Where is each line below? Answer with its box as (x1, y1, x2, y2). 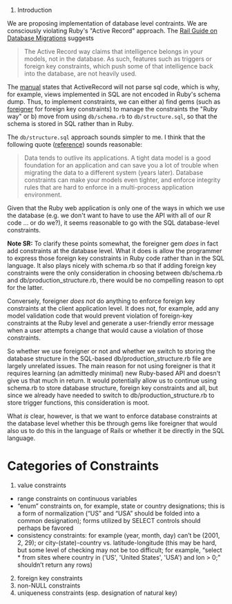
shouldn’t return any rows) (17, 560, 93, 569)
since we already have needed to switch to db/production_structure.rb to (7, 391, 215, 399)
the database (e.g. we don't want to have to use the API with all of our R (7, 211, 211, 219)
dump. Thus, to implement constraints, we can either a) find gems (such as (7, 98, 221, 106)
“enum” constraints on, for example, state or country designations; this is (17, 502, 225, 510)
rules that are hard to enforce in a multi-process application (23, 183, 193, 191)
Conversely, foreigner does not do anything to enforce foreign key (7, 297, 195, 305)
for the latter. (7, 284, 44, 291)
